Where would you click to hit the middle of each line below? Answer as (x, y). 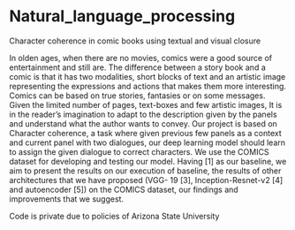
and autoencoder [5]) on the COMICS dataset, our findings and (124, 189)
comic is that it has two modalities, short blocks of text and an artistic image (147, 76)
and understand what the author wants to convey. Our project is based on (144, 123)
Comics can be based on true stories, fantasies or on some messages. (137, 96)
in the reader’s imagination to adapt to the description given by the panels (143, 114)
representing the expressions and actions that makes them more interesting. (148, 86)
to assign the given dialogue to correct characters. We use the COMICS (139, 151)
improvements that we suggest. (67, 199)
